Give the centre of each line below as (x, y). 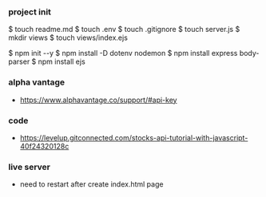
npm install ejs (62, 61)
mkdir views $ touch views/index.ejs (68, 37)
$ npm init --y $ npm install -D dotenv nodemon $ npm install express (123, 53)
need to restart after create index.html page (91, 184)
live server (29, 167)
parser (19, 61)
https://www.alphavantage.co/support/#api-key (98, 100)
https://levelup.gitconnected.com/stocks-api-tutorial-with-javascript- (134, 137)
